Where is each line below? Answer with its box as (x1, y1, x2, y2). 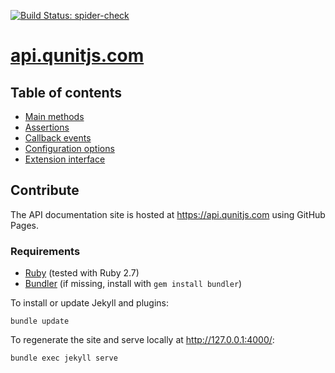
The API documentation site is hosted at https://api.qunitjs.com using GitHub (10, 208, 326, 220)
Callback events (24, 132, 92, 144)
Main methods (24, 111, 85, 122)
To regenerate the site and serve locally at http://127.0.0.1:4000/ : (10, 334, 275, 346)
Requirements (10, 244, 81, 258)
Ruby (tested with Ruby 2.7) (24, 267, 140, 279)
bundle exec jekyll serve (10, 353, 118, 364)
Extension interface (24, 153, 106, 165)
